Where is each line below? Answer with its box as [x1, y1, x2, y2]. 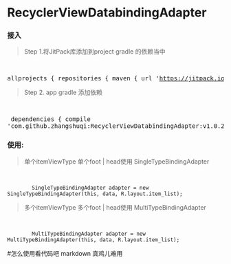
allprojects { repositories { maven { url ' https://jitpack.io [7, 74, 225, 82]
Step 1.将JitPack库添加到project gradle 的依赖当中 [23, 47, 166, 56]
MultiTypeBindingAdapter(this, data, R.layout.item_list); [7, 236, 180, 243]
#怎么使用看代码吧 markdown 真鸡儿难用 [7, 249, 123, 257]
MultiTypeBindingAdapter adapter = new [32, 230, 146, 237]
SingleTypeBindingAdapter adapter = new [32, 184, 149, 191]
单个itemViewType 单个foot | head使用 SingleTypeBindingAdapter [23, 157, 210, 166]
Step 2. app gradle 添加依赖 [23, 88, 103, 97]
